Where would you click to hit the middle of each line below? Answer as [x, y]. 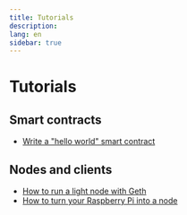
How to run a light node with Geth [84, 191]
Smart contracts [55, 120]
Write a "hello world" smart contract [89, 142]
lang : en [25, 34]
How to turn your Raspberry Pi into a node [100, 201]
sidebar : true [36, 43]
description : [34, 26]
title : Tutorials [42, 17]
